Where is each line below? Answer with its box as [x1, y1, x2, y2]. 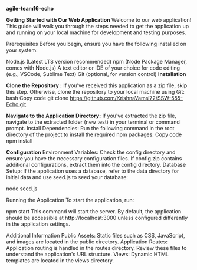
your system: [6, 47, 38, 54]
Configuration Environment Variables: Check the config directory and [6, 149, 176, 156]
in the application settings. [6, 220, 71, 228]
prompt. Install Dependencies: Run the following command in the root [6, 125, 175, 131]
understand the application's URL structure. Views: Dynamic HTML [6, 251, 169, 258]
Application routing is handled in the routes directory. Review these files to [6, 245, 187, 251]
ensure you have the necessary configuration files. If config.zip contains [6, 155, 182, 162]
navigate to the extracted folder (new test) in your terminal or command [6, 118, 180, 126]
